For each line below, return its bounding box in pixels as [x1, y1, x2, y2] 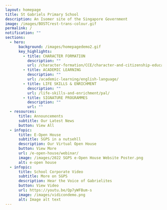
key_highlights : [18, 49, 52, 54]
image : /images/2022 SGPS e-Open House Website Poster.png [18, 155, 143, 160]
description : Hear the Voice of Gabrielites [18, 179, 112, 184]
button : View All [18, 123, 55, 128]
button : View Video [18, 183, 59, 188]
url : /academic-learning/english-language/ [27, 77, 119, 82]
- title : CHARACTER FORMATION [23, 53, 85, 59]
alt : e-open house [18, 160, 57, 165]
